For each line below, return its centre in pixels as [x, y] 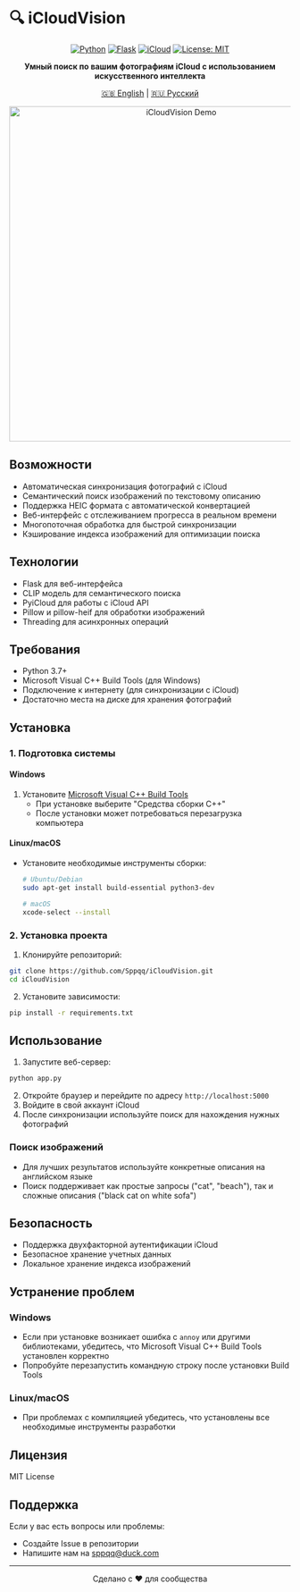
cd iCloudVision [39, 979]
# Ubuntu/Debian [52, 880]
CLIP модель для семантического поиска [101, 593]
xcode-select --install [67, 912]
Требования [45, 649]
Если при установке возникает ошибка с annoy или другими [136, 1337]
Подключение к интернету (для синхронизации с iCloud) [130, 690]
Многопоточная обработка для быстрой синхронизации [129, 524]
